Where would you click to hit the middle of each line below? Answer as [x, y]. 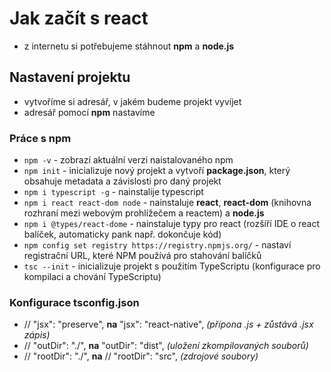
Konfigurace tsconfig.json [74, 302]
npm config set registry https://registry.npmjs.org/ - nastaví [157, 245]
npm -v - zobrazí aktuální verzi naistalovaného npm [128, 160]
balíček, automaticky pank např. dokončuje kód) [122, 234]
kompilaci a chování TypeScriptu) [92, 277]
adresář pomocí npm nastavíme [89, 112]
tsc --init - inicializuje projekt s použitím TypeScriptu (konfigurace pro [172, 266]
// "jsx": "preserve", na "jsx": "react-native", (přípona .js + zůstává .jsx [168, 324]
